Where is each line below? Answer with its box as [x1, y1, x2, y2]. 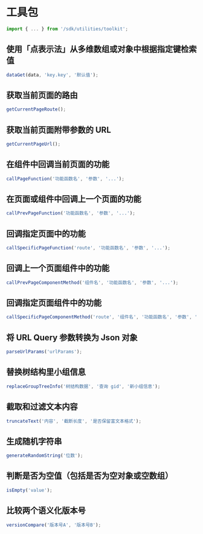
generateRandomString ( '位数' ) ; [6, 452, 83, 459]
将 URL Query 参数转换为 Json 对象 [6, 332, 138, 343]
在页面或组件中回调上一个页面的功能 [6, 194, 141, 204]
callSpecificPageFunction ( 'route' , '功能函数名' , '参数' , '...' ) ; [6, 245, 171, 251]
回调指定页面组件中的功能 [6, 298, 101, 308]
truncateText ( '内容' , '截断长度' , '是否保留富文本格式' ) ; [6, 418, 142, 424]
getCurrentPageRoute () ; [6, 106, 66, 112]
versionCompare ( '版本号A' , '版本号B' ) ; [6, 522, 101, 528]
